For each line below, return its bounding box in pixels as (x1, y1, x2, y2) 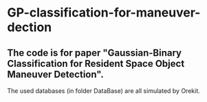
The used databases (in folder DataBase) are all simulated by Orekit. (7, 87, 201, 94)
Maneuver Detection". (7, 68, 105, 80)
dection (7, 19, 52, 35)
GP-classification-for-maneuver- (7, 5, 201, 21)
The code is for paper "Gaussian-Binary (7, 47, 182, 59)
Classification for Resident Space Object (7, 57, 185, 70)
